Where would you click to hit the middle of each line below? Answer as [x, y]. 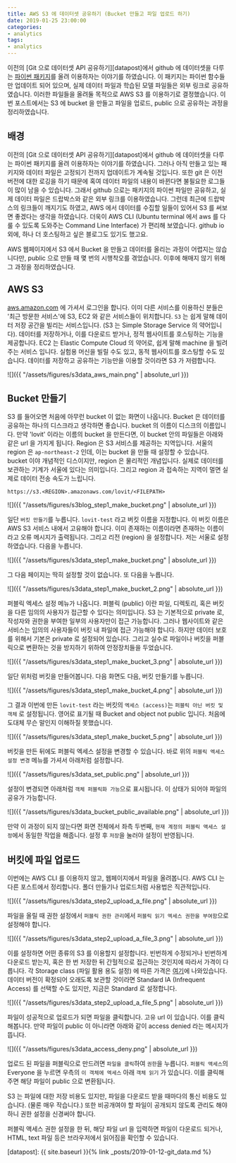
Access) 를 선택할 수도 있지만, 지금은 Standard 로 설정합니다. [92, 988]
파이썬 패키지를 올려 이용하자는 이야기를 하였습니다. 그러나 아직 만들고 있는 [117, 163]
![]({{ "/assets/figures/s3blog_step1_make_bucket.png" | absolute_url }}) [112, 505]
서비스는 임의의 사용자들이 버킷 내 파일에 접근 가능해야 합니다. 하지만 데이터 [111, 630]
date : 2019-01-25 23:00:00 [47, 20]
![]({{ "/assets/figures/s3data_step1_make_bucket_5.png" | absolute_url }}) [115, 737]
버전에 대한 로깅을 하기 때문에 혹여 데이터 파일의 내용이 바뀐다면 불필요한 [107, 181]
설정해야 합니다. [29, 925]
